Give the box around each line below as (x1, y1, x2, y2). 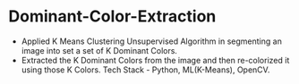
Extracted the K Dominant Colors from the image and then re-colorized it (21, 55, 290, 65)
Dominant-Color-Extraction (8, 6, 217, 27)
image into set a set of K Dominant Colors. (21, 45, 178, 55)
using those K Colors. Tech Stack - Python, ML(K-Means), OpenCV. (21, 64, 270, 75)
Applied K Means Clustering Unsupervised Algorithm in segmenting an (21, 36, 283, 46)
